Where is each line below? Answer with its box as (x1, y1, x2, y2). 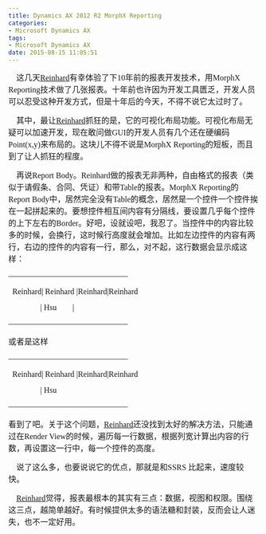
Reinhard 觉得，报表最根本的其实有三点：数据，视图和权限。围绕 (16, 493, 253, 503)
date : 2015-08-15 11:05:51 (8, 49, 98, 57)
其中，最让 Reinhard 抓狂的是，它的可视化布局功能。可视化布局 (16, 116, 245, 125)
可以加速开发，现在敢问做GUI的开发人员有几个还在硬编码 (16, 128, 230, 137)
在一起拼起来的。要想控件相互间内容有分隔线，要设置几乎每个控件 (8, 206, 256, 216)
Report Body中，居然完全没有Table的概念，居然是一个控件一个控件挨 (8, 194, 259, 204)
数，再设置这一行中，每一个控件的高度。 (8, 444, 161, 453)
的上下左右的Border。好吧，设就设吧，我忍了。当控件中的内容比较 (8, 218, 254, 228)
